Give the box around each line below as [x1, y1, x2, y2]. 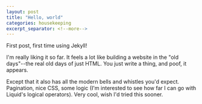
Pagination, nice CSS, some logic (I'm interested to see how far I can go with [6, 85, 197, 92]
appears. [6, 67, 28, 74]
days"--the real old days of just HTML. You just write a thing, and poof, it [6, 60, 187, 67]
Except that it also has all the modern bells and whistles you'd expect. [6, 78, 180, 85]
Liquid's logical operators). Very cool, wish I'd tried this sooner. [6, 91, 163, 98]
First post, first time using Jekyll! [6, 42, 87, 49]
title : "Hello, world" [6, 14, 63, 20]
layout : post [6, 8, 39, 15]
